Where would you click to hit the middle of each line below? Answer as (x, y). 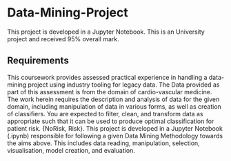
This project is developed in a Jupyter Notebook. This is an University (106, 32)
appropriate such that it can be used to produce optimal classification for (111, 121)
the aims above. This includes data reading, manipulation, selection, (103, 143)
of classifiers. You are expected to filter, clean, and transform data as (105, 114)
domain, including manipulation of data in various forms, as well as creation (114, 106)
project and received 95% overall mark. (63, 39)
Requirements (38, 61)
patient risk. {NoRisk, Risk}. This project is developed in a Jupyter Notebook (115, 128)
